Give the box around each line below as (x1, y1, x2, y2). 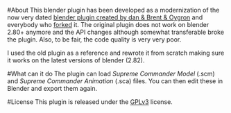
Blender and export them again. (7, 85, 98, 92)
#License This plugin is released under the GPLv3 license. (7, 98, 173, 106)
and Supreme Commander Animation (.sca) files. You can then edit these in (7, 77, 223, 85)
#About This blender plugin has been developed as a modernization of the (7, 6, 220, 14)
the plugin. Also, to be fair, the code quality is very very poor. (7, 35, 182, 44)
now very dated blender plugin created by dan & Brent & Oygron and (7, 13, 203, 21)
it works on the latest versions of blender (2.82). (7, 56, 145, 64)
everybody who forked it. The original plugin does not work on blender (7, 21, 209, 28)
